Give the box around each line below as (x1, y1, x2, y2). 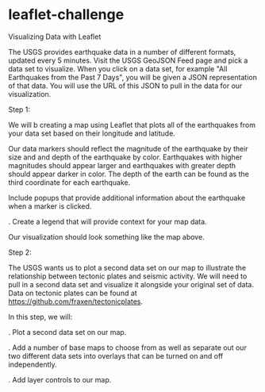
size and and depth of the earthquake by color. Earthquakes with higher (8, 152, 243, 162)
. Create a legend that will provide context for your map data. (8, 217, 208, 226)
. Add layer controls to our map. (8, 375, 112, 384)
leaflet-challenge (8, 6, 125, 24)
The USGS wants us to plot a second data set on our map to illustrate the (8, 263, 247, 272)
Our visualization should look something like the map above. (8, 232, 205, 241)
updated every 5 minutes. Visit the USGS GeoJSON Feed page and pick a (8, 56, 248, 65)
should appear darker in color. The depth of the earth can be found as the (8, 169, 250, 179)
